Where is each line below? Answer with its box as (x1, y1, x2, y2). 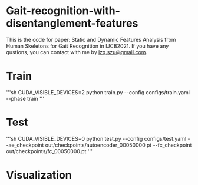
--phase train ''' (6, 95, 44, 102)
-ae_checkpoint (6, 141, 44, 148)
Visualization (6, 169, 72, 181)
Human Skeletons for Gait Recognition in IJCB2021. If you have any (6, 42, 169, 49)
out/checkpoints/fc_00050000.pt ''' (6, 147, 93, 154)
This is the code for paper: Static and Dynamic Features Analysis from (6, 36, 176, 43)
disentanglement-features (6, 16, 138, 30)
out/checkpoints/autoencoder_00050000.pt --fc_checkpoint (45, 141, 192, 148)
